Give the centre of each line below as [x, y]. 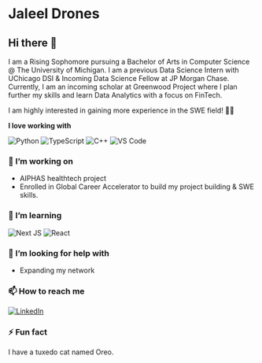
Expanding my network [57, 270]
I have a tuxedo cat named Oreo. [61, 352]
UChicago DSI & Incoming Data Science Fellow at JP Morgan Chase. [119, 78]
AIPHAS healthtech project [63, 179]
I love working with [40, 126]
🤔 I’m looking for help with [59, 253]
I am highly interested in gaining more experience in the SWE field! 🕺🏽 [121, 110]
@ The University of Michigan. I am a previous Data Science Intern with [124, 70]
